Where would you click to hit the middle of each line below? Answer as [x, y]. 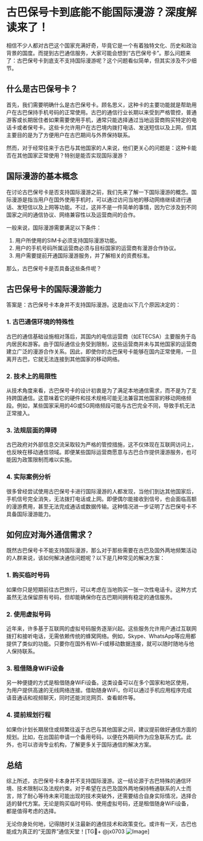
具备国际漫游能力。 [30, 514]
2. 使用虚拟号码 [29, 614]
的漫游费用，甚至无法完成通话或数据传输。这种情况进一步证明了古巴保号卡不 [101, 506]
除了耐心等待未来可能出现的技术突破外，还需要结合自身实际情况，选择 [104, 796]
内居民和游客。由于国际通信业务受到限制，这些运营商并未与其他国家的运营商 [101, 344]
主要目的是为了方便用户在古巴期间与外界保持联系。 [70, 135]
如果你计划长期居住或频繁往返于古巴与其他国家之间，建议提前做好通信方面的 [101, 729]
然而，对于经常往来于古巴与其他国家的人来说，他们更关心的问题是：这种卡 [99, 148]
